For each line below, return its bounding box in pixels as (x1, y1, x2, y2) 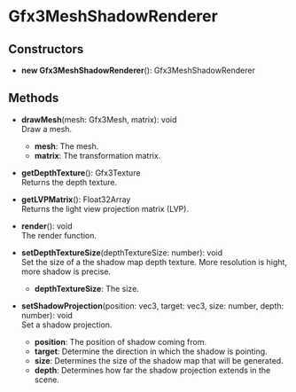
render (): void (20, 220, 73, 231)
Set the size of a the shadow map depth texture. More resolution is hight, (20, 256, 287, 267)
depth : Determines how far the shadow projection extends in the (34, 365, 271, 375)
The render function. (20, 230, 97, 240)
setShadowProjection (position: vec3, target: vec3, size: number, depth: (20, 300, 284, 311)
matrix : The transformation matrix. (34, 150, 161, 161)
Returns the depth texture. (20, 176, 118, 187)
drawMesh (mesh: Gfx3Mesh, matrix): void (20, 114, 177, 125)
